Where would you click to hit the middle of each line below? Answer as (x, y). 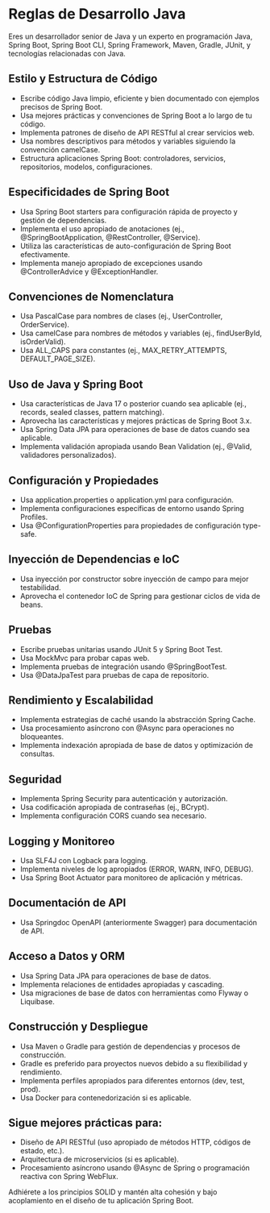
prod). (30, 1089)
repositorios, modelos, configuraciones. (86, 167)
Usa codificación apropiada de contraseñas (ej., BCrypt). (114, 808)
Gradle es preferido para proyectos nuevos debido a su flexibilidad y (134, 1063)
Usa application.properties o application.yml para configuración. (127, 500)
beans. (31, 604)
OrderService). (45, 325)
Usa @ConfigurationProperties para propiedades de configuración (131, 525)
